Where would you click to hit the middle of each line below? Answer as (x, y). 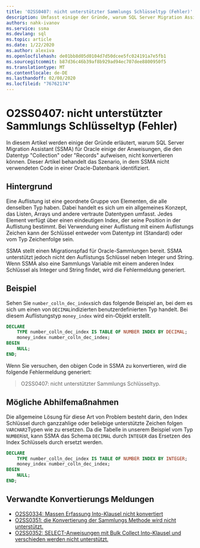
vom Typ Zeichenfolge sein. (40, 239)
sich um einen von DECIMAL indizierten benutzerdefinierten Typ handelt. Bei (97, 309)
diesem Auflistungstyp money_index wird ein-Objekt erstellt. (79, 315)
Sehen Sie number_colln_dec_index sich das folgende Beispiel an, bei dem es (99, 303)
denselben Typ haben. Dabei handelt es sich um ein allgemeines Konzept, (97, 207)
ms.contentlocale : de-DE (37, 73)
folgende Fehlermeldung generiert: (49, 372)
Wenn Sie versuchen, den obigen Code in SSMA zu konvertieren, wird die (96, 365)
